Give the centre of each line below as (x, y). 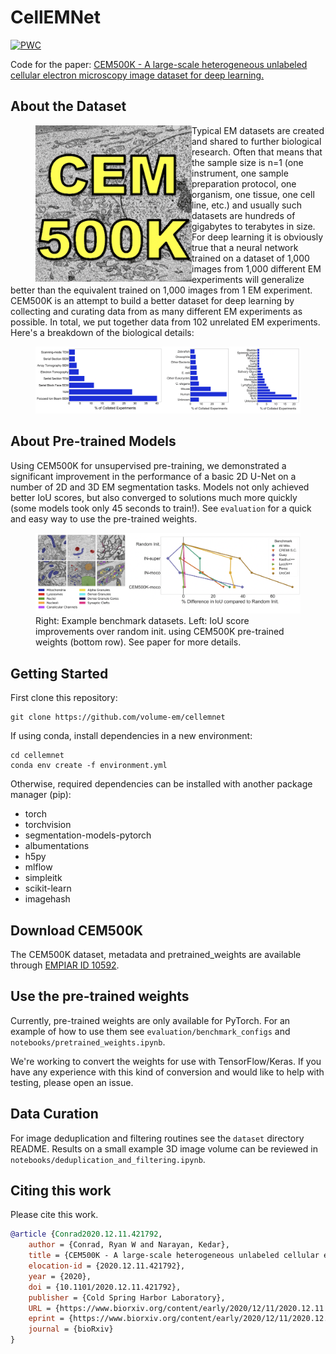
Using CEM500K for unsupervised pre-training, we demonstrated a (148, 465)
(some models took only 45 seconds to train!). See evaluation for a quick (161, 508)
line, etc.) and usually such (246, 205)
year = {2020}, (60, 1276)
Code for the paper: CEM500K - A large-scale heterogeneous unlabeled (159, 64)
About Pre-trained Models (93, 441)
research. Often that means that (257, 152)
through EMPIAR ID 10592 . (65, 965)
